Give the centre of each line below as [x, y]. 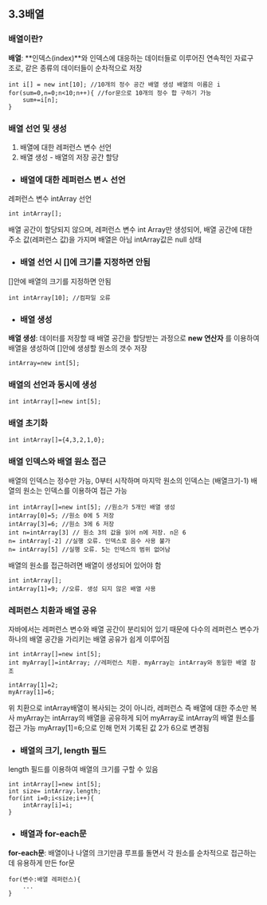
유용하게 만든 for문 [46, 863]
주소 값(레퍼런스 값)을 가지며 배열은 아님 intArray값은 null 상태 [105, 240]
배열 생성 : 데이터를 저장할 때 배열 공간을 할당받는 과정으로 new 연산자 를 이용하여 [134, 338]
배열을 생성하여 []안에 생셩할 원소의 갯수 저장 [78, 348]
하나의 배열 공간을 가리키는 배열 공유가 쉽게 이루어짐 [89, 639]
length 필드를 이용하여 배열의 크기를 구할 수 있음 [83, 769]
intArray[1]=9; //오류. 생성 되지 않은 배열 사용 [82, 588]
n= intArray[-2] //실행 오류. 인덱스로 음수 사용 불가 [89, 541]
